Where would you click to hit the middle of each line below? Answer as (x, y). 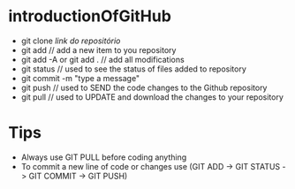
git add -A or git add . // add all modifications (102, 59)
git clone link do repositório (71, 41)
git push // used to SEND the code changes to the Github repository (144, 87)
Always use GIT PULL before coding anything (104, 157)
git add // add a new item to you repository (98, 49)
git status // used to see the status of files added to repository (133, 69)
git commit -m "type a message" (80, 78)
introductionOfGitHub (90, 16)
